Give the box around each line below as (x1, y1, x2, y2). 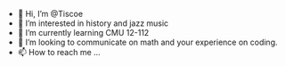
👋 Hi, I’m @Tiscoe (17, 9, 83, 19)
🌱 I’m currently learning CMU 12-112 (17, 28, 150, 37)
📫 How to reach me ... (17, 47, 101, 57)
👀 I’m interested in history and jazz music (17, 18, 169, 29)
